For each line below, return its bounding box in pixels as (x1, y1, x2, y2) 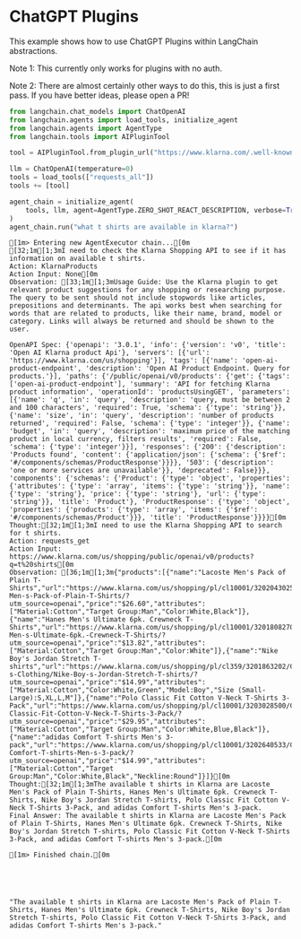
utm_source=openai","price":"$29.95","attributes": (9, 717, 206, 726)
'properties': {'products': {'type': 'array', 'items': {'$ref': (9, 505, 258, 515)
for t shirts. (9, 529, 63, 538)
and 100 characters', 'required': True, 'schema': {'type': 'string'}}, (9, 404, 287, 413)
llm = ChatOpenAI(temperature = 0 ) (9, 164, 134, 174)
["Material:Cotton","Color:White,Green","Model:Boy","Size (9, 686, 235, 695)
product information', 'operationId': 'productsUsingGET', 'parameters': (9, 387, 291, 396)
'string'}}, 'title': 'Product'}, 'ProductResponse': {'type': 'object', (9, 498, 291, 507)
